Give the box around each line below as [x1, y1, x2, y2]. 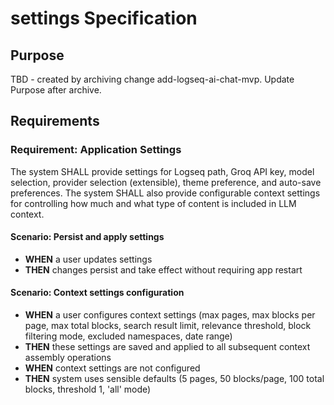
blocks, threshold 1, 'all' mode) [24, 383, 152, 396]
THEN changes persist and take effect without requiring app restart [24, 263, 303, 276]
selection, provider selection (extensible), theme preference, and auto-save [10, 176, 322, 188]
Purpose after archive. [10, 84, 102, 96]
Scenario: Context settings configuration [10, 287, 185, 299]
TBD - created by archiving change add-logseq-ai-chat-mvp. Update [10, 73, 295, 85]
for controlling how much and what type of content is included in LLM [10, 197, 297, 209]
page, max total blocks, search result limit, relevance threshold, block [24, 320, 312, 332]
